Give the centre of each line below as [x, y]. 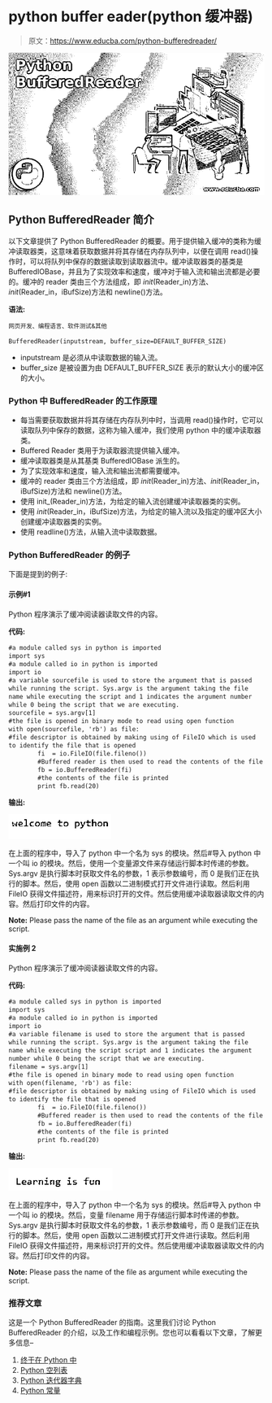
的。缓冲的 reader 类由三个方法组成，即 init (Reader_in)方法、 [111, 281]
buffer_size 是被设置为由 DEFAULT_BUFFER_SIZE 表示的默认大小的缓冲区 [142, 368]
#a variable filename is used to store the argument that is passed [127, 1034]
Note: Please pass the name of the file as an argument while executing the [133, 920]
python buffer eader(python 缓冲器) [131, 17]
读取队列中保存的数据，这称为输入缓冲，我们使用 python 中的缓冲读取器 [140, 430]
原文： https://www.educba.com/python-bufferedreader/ [123, 41]
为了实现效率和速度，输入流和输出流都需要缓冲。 [102, 471]
